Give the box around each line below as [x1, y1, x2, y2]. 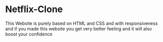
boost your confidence [5, 31, 53, 37]
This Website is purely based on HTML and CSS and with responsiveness [5, 20, 158, 26]
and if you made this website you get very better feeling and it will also [5, 25, 152, 31]
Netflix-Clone [5, 4, 63, 15]
